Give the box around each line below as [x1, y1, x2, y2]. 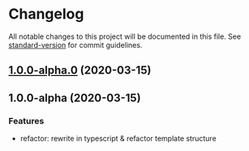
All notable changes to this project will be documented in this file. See [8, 31, 242, 41]
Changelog [8, 5, 84, 23]
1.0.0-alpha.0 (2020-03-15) [8, 64, 152, 78]
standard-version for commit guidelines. [8, 40, 143, 49]
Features [8, 115, 45, 126]
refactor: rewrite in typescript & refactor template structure [19, 134, 217, 144]
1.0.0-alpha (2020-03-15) [8, 90, 141, 105]
